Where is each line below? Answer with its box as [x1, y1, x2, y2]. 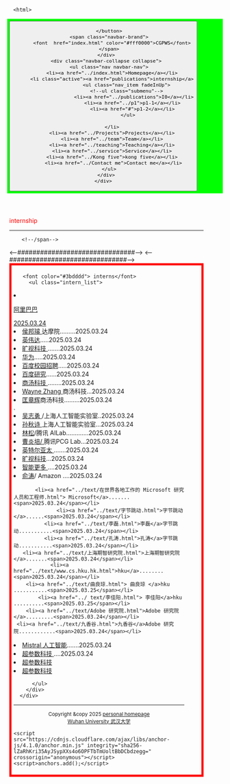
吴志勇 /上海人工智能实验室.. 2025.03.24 [22, 412, 135, 420]
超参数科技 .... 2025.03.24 [22, 649, 94, 658]
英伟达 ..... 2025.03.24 [22, 335, 82, 344]
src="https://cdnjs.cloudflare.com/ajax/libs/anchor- [13, 736, 170, 743]
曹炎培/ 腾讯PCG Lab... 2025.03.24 [22, 437, 119, 445]
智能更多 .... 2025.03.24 [22, 463, 88, 471]
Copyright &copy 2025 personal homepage [48, 711, 150, 717]
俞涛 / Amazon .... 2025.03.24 [22, 471, 103, 479]
